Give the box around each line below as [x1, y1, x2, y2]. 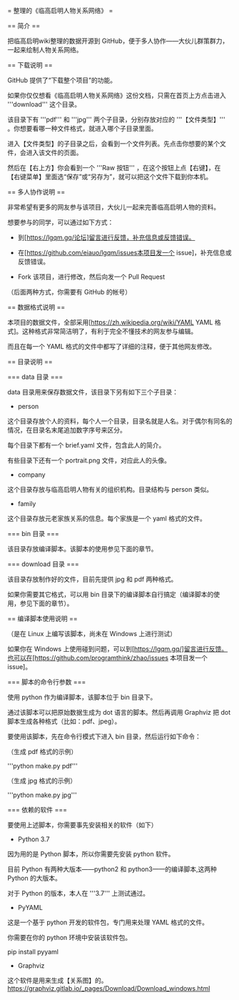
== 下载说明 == [7, 61, 53, 69]
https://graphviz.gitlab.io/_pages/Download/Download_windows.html [7, 984, 210, 992]
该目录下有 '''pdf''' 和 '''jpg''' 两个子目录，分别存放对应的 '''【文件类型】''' [7, 115, 226, 124]
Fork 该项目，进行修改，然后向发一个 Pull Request [17, 272, 166, 281]
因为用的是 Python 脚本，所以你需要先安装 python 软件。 [7, 850, 175, 858]
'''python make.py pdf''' [7, 762, 78, 770]
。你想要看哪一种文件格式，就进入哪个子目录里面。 [7, 124, 158, 132]
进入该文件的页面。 [26, 149, 83, 157]
